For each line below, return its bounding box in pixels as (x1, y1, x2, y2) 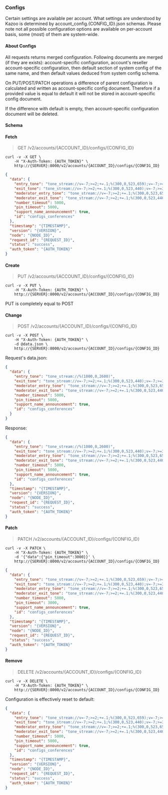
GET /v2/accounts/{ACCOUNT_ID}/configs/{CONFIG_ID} (17, 145, 134, 151)
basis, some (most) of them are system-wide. (5, 32, 99, 38)
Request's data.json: (5, 355, 47, 361)
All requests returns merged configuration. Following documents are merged (5, 54, 163, 60)
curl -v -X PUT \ (5, 283, 41, 288)
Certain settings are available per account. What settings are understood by (5, 16, 161, 22)
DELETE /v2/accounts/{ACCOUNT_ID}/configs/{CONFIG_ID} (17, 669, 142, 675)
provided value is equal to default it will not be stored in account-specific (5, 90, 155, 96)
